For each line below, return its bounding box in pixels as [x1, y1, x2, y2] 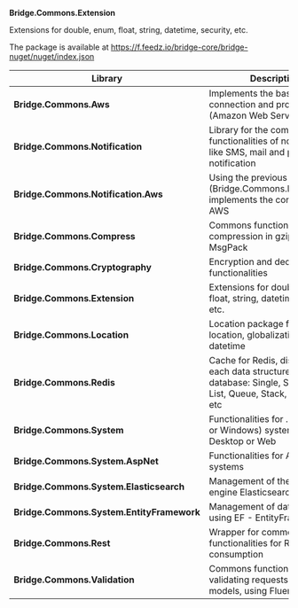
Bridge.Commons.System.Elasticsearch [13, 480, 184, 493]
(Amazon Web [208, 110, 269, 121]
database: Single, [208, 377, 281, 388]
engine [208, 487, 238, 498]
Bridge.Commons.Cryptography [13, 261, 153, 273]
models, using [208, 585, 268, 596]
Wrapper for [208, 526, 260, 538]
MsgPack [208, 241, 248, 253]
